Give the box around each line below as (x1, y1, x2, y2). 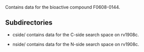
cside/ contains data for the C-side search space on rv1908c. (12, 32, 139, 38)
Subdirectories (5, 18, 52, 27)
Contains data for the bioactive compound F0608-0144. (5, 4, 120, 10)
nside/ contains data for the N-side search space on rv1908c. (12, 41, 139, 47)
